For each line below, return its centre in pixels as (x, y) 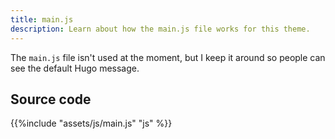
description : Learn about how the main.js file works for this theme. (160, 29)
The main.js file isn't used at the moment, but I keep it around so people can (168, 57)
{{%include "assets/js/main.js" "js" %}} (91, 123)
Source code (51, 99)
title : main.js (42, 19)
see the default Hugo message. (75, 68)
